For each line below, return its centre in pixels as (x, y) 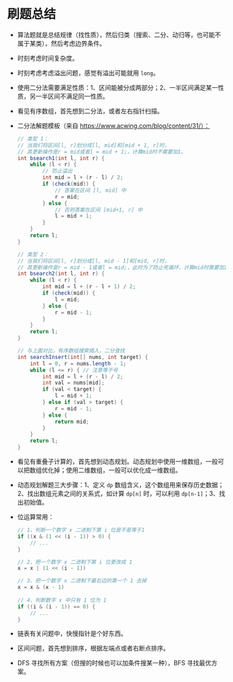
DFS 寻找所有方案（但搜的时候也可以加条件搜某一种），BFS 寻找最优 (114, 663)
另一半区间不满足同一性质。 (69, 96)
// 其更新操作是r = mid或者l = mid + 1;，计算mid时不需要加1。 (102, 152)
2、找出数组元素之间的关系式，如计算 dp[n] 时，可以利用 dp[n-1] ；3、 (118, 493)
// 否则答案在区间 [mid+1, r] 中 (99, 210)
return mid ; (72, 421)
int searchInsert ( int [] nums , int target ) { (83, 357)
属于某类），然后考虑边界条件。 (61, 43)
